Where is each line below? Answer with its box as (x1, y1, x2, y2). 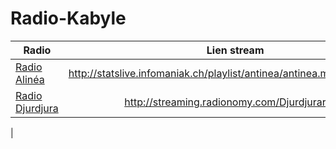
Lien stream (206, 43, 265, 57)
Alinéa (15, 72, 45, 86)
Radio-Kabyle (10, 7, 127, 30)
